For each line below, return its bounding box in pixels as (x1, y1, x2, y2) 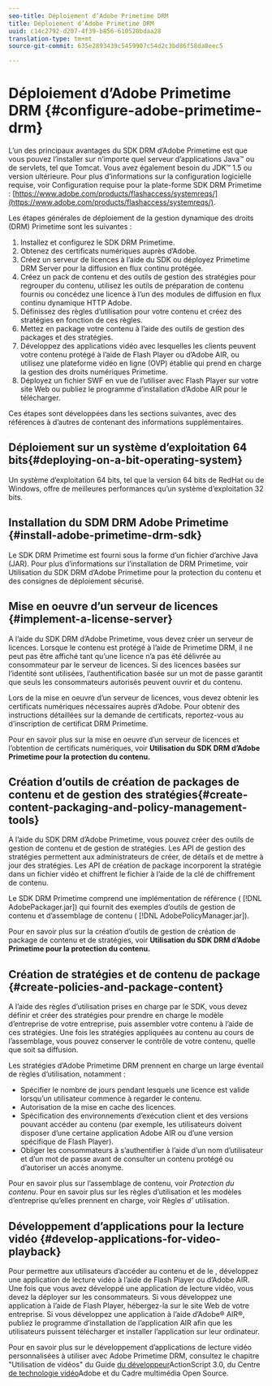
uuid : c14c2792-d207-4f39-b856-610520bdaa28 (8, 27, 162, 35)
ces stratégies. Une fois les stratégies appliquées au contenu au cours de (8, 1028, 254, 1037)
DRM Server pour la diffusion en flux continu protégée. (19, 263, 204, 273)
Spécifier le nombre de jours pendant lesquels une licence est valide (19, 1085, 250, 1095)
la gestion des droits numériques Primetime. (19, 367, 168, 377)
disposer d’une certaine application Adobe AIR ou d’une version (19, 1128, 234, 1138)
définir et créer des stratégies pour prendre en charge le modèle (8, 1011, 224, 1020)
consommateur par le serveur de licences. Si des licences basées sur (8, 660, 241, 669)
